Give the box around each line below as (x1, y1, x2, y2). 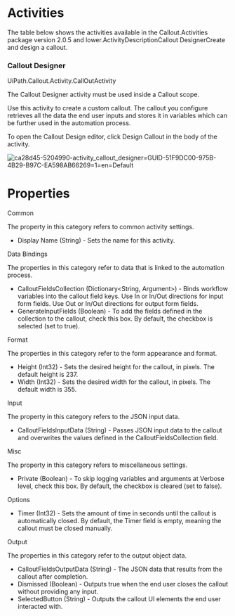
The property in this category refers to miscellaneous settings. (7, 461, 188, 469)
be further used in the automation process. (7, 119, 131, 127)
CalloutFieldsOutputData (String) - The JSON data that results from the (17, 565, 223, 574)
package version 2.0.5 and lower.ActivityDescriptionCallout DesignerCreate (7, 35, 226, 44)
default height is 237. (17, 371, 79, 379)
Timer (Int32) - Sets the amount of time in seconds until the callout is (17, 509, 217, 518)
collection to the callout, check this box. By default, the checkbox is (17, 314, 213, 323)
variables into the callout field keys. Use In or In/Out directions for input (17, 292, 224, 300)
